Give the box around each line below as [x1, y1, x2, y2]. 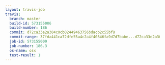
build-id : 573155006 [9, 21, 52, 26]
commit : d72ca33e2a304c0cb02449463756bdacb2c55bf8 [9, 30, 115, 35]
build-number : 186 [9, 25, 48, 30]
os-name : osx [9, 48, 36, 53]
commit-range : [9, 35, 38, 40]
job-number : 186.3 [9, 43, 48, 48]
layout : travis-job [5, 7, 45, 12]
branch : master [9, 16, 41, 21]
